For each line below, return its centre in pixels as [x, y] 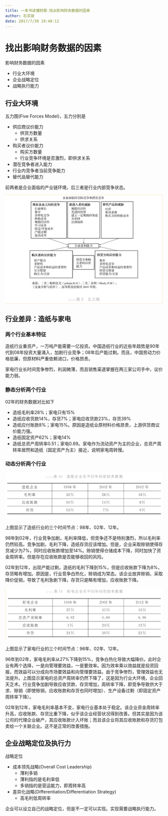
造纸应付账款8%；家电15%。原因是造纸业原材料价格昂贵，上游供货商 [84, 424]
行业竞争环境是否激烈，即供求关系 [55, 158]
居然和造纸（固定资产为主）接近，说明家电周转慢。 [74, 449]
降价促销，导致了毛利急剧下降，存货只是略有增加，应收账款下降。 [73, 580]
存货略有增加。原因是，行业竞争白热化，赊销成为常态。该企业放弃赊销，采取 [84, 574]
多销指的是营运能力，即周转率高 [53, 785]
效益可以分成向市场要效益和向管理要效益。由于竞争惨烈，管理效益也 [88, 671]
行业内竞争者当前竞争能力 [39, 170]
